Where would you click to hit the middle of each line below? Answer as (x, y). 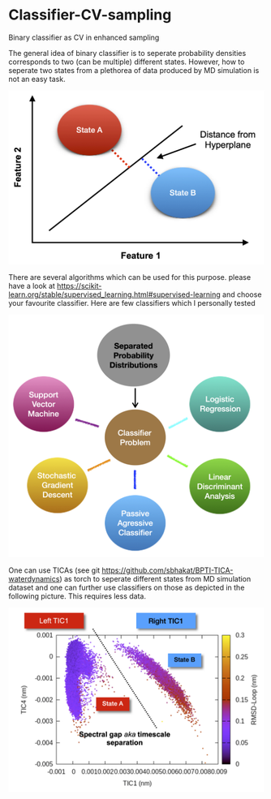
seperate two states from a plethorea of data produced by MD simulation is (134, 70)
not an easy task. (37, 79)
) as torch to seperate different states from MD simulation (155, 579)
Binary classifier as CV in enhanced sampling (84, 37)
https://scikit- (79, 286)
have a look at (32, 286)
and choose (242, 294)
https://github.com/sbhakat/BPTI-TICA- (168, 570)
